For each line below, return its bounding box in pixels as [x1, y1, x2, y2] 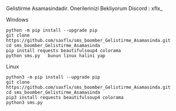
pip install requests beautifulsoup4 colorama [6, 48, 121, 53]
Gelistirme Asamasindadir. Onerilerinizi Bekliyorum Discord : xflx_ [6, 5, 163, 12]
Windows [6, 16, 29, 23]
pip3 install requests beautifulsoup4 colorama [6, 95, 124, 101]
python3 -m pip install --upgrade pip [6, 74, 100, 80]
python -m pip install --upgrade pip [6, 27, 98, 33]
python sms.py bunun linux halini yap [6, 53, 106, 59]
